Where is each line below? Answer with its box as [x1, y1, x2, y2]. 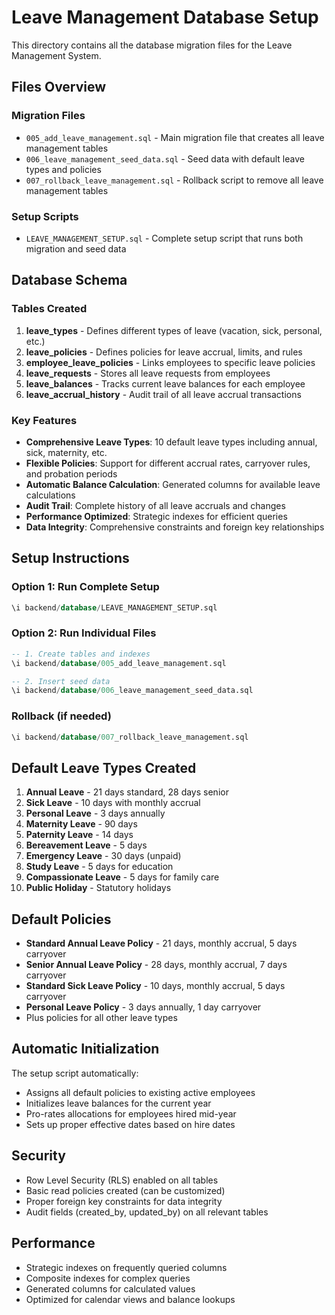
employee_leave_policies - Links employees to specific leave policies [25, 356, 316, 368]
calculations [25, 489, 76, 501]
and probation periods [25, 467, 118, 480]
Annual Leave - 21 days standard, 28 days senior [25, 786, 229, 798]
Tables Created [11, 302, 88, 316]
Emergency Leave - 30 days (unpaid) [25, 850, 182, 862]
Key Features [11, 413, 78, 427]
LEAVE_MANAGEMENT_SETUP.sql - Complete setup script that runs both [25, 232, 304, 244]
